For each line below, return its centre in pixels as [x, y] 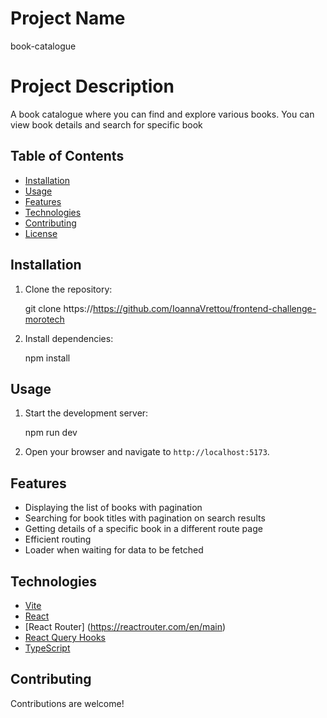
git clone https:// [58, 308]
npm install [47, 358]
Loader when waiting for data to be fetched [114, 550]
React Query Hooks [65, 637]
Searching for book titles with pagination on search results [145, 518]
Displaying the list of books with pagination [113, 508]
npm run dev [51, 433]
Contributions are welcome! [67, 703]
